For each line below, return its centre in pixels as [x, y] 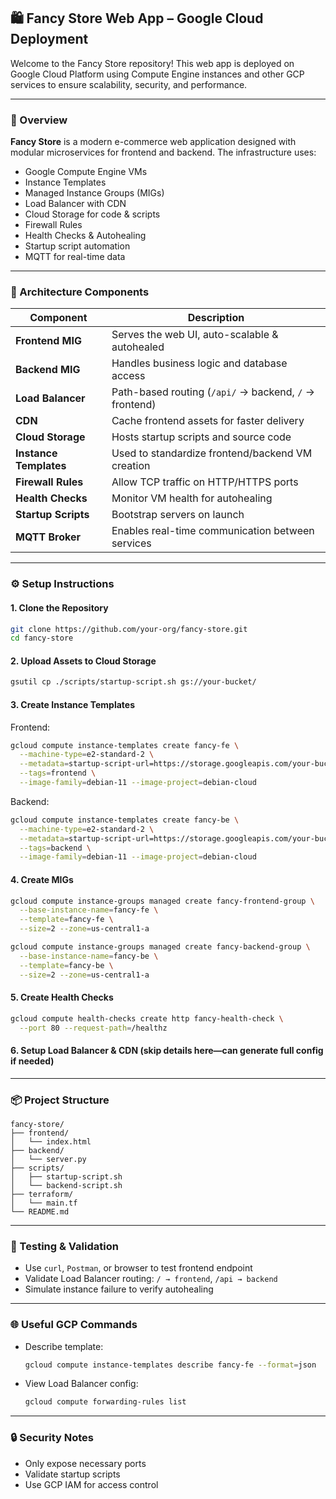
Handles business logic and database [199, 363]
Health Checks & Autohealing [85, 236]
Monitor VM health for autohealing [192, 498]
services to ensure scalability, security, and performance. [129, 84]
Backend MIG [48, 370]
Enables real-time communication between [213, 531]
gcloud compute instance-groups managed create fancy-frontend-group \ [162, 901]
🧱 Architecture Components [80, 292]
